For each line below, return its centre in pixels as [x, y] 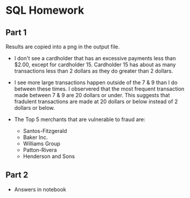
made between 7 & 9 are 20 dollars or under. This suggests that [92, 95]
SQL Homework [45, 10]
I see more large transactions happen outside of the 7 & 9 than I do [96, 82]
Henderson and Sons [49, 156]
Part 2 [17, 175]
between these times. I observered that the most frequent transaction [99, 89]
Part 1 [16, 33]
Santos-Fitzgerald [45, 131]
